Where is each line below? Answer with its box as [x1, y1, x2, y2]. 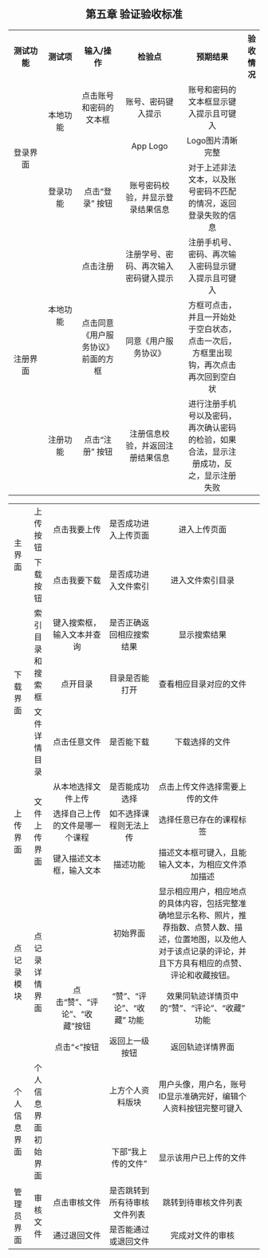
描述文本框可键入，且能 [158, 846, 247, 858]
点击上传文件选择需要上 [158, 781, 247, 792]
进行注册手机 [188, 398, 237, 409]
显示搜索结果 [178, 629, 227, 641]
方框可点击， [188, 299, 237, 310]
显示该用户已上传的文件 [158, 1152, 247, 1163]
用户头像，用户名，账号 [158, 1079, 247, 1090]
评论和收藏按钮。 [170, 969, 235, 980]
